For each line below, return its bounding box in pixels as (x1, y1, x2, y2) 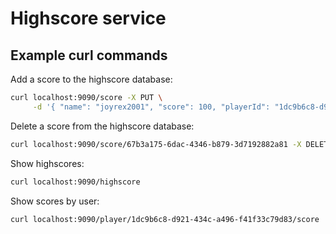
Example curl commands (10, 47, 168, 64)
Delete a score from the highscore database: (10, 120, 195, 132)
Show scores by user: (10, 195, 100, 207)
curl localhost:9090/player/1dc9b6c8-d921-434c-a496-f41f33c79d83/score (10, 214, 320, 224)
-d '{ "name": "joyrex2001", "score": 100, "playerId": (32, 102, 271, 112)
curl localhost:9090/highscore (10, 177, 141, 187)
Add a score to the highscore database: (10, 73, 173, 85)
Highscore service (10, 7, 167, 30)
